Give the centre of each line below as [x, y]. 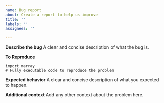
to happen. [16, 85]
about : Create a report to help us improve [52, 15]
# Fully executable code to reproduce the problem [60, 71]
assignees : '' [20, 29]
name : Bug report [23, 10]
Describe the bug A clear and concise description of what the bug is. [77, 47]
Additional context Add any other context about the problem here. [74, 95]
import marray [20, 66]
